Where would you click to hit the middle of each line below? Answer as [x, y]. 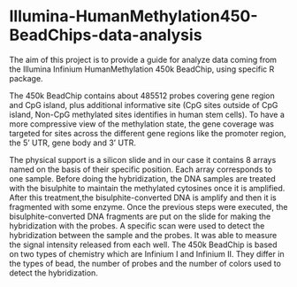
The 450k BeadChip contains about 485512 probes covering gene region [142, 96]
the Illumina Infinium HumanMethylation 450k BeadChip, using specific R [142, 69]
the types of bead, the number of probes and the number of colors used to [145, 263]
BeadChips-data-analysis [106, 35]
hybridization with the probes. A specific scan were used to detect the [137, 225]
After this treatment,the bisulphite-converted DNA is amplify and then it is [143, 198]
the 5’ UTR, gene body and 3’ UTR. [73, 143]
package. [26, 78]
